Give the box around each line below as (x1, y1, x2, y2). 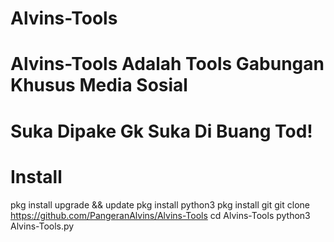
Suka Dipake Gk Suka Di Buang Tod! (10, 120, 313, 142)
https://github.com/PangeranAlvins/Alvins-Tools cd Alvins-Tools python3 (10, 209, 311, 221)
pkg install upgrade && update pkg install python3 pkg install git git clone (10, 198, 310, 211)
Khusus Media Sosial (10, 74, 188, 97)
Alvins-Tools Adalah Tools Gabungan (10, 53, 325, 76)
